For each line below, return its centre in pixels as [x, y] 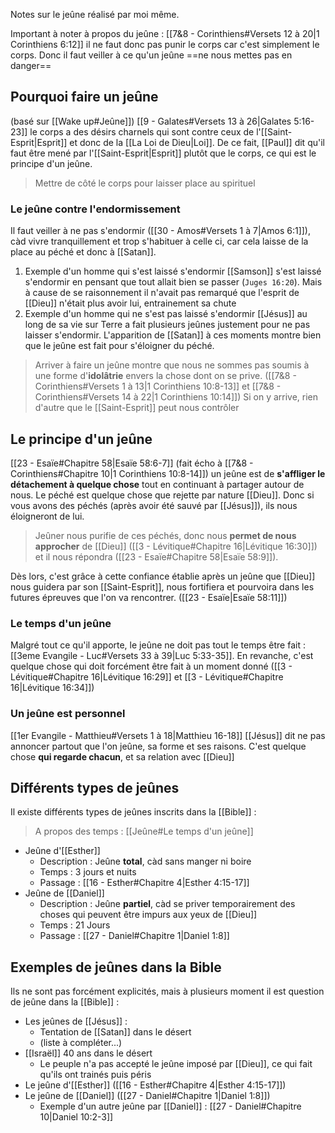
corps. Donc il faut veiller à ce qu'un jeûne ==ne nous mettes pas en [151, 55]
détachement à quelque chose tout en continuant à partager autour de [157, 484]
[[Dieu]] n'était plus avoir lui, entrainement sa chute [130, 303]
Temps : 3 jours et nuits [88, 872]
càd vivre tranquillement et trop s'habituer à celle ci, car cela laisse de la [159, 241]
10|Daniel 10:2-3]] [76, 1117]
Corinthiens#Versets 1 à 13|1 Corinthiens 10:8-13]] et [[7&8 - [158, 386]
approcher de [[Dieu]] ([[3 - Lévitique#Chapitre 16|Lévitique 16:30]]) [176, 546]
